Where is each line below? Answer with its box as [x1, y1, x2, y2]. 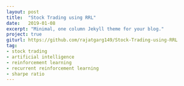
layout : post [6, 8, 39, 15]
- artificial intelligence [6, 54, 75, 60]
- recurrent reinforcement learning [6, 65, 99, 71]
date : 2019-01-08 [6, 20, 56, 26]
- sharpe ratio [6, 71, 45, 77]
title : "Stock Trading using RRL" [6, 15, 97, 21]
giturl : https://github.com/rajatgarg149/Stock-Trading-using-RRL [6, 37, 178, 43]
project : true [6, 31, 43, 38]
